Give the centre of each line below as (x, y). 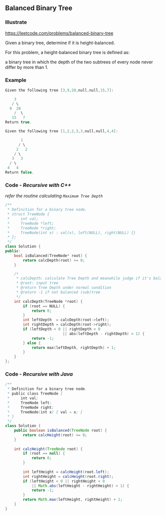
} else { (32, 343)
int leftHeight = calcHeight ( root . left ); (66, 472)
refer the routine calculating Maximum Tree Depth (54, 196)
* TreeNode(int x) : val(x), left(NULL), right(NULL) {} (71, 232)
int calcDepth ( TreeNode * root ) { (48, 301)
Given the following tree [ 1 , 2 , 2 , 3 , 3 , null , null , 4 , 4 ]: (62, 131)
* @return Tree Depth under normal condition (64, 288)
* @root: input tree (37, 283)
